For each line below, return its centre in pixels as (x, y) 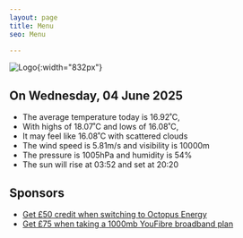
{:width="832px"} (70, 67)
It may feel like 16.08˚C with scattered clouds (105, 136)
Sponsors (37, 193)
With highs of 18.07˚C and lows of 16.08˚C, (100, 127)
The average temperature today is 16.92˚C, (101, 117)
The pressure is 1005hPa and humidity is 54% (107, 155)
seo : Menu (28, 34)
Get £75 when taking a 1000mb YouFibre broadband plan (128, 224)
